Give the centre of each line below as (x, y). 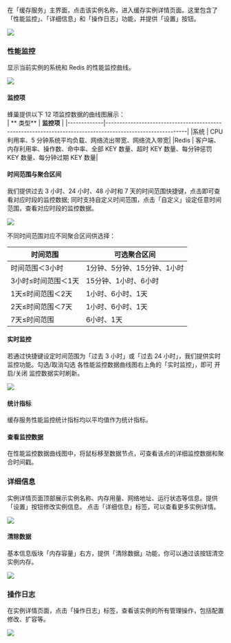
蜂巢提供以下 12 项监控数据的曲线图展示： (66, 114)
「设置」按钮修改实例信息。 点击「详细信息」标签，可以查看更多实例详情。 (113, 507)
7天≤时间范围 (32, 319)
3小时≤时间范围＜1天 (45, 280)
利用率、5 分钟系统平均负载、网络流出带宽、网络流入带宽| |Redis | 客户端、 (113, 140)
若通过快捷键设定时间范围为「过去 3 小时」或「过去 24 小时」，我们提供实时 (114, 356)
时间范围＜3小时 (37, 267)
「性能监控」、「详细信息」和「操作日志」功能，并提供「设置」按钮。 (103, 19)
